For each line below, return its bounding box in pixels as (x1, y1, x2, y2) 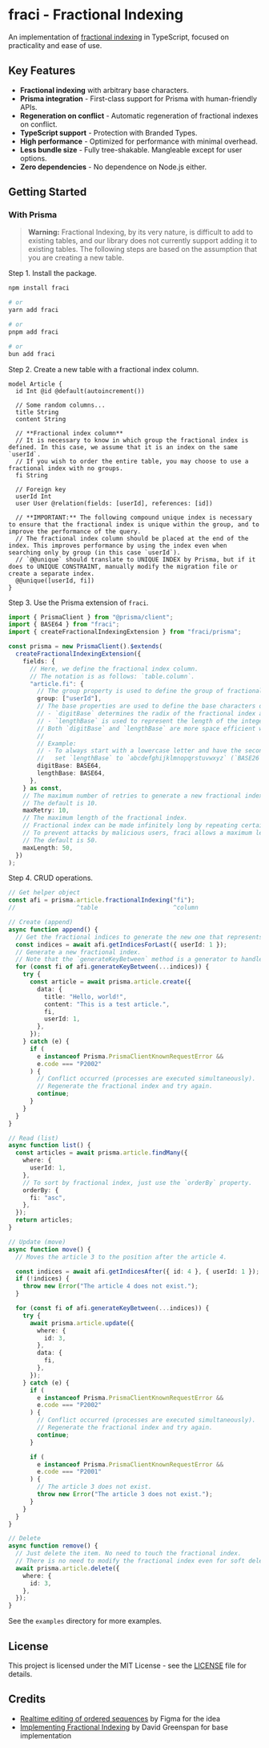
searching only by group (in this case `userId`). (8, 548, 181, 557)
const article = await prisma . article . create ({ (29, 978, 192, 986)
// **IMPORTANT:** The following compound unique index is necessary (15, 513, 252, 521)
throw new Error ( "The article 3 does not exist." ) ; (37, 1490, 214, 1499)
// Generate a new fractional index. (15, 948, 142, 956)
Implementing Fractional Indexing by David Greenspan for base (19, 1722, 228, 1732)
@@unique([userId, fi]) (15, 576, 94, 585)
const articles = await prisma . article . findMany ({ (15, 1149, 188, 1157)
